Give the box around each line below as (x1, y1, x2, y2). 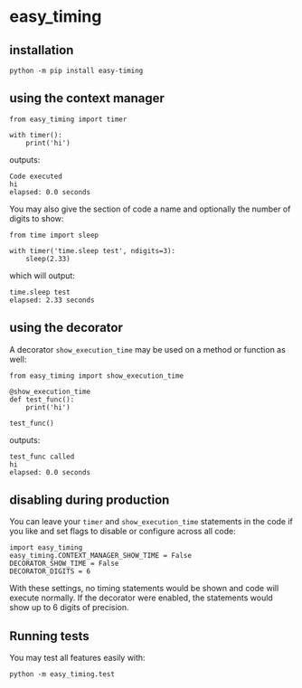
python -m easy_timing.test (9, 670, 116, 679)
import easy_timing (9, 543, 83, 552)
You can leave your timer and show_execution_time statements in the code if (9, 516, 294, 527)
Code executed (9, 172, 63, 181)
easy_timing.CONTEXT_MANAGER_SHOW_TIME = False (9, 551, 193, 561)
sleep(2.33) (25, 254, 71, 263)
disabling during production (9, 493, 170, 508)
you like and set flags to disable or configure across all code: (9, 526, 237, 537)
